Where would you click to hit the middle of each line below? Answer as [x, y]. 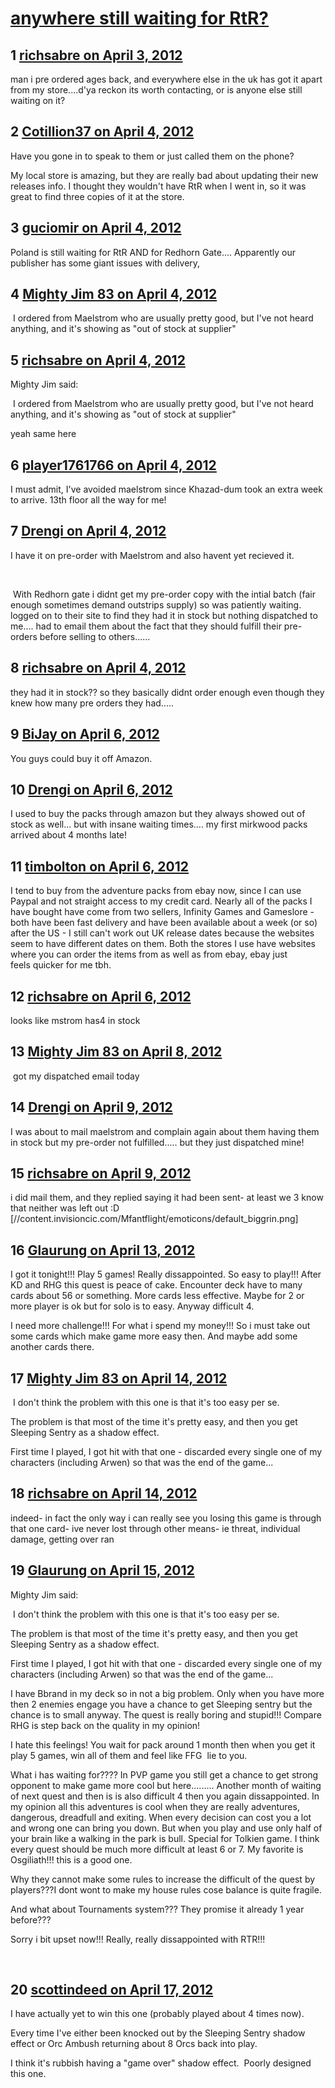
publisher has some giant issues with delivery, [105, 263]
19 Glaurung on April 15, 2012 [102, 1570]
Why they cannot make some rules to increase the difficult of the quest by [163, 1879]
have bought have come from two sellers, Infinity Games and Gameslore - [162, 912]
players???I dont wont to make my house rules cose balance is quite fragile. [166, 1889]
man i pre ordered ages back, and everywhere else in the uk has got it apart [166, 79]
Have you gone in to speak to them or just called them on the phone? [152, 156]
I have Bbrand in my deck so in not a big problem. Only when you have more [167, 1693]
